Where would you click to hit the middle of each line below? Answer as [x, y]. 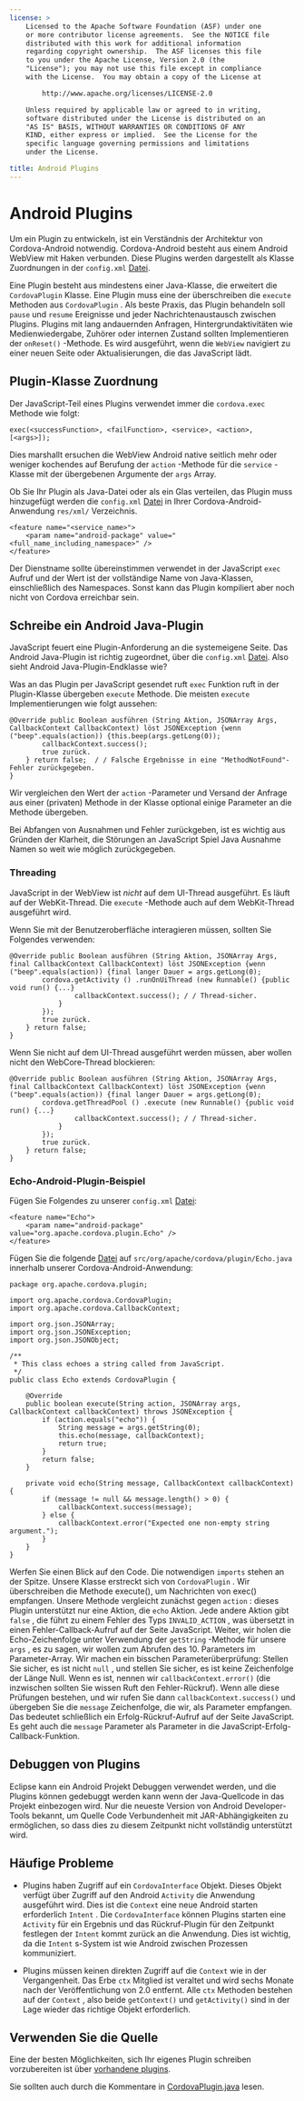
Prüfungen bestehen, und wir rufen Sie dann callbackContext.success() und [152, 1697]
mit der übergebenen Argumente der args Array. [126, 474]
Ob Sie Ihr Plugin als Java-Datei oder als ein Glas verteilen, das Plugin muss [151, 491]
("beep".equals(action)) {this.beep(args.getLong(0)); [115, 736]
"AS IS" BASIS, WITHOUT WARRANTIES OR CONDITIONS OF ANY [136, 127]
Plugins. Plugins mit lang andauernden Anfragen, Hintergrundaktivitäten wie [151, 324]
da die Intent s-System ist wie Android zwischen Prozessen [135, 1943]
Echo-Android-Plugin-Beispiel [78, 1181]
